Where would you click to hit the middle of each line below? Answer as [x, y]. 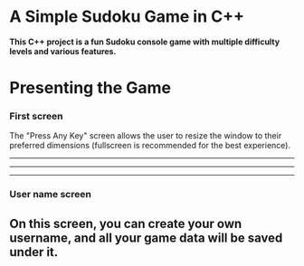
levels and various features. [63, 51]
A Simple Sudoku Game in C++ [127, 17]
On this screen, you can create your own [126, 223]
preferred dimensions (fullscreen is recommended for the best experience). [150, 146]
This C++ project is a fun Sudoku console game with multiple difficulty [145, 42]
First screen [36, 117]
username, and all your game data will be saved [146, 237]
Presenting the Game [90, 88]
